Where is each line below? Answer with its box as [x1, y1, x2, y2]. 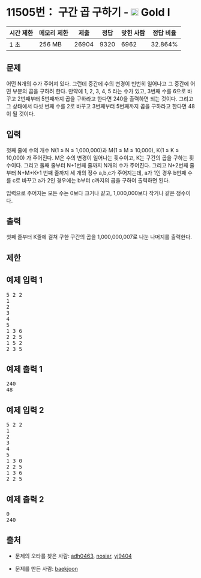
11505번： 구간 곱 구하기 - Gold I [6, 5, 170, 19]
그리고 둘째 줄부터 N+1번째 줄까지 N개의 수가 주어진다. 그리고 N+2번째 [23, 161, 188, 169]
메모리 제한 [38, 28, 69, 37]
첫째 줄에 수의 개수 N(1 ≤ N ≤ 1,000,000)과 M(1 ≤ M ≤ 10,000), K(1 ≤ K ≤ [6, 146, 179, 154]
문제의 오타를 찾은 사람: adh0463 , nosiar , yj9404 [14, 552, 132, 559]
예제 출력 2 [6, 494, 44, 505]
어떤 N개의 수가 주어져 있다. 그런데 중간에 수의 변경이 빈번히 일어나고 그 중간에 [6, 79, 189, 87]
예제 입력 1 [6, 275, 43, 285]
